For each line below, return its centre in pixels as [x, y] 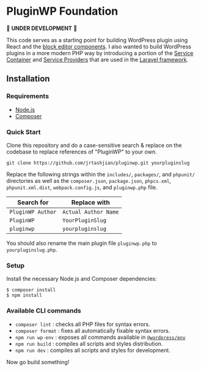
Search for [33, 202]
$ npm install [24, 296]
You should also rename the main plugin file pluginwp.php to [82, 243]
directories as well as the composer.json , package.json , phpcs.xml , [89, 180]
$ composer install [31, 290]
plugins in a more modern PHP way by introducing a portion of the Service [100, 53]
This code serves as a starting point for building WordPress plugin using [97, 40]
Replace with [90, 202]
